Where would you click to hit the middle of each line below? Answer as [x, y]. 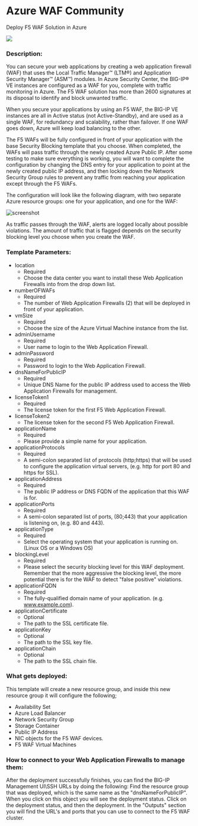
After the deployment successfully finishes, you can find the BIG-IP [88, 780]
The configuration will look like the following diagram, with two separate [94, 195]
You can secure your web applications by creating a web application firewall [99, 67]
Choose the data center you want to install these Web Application [103, 278]
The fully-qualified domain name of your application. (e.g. [94, 598]
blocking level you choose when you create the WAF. [71, 237]
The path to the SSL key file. [58, 642]
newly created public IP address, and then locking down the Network [90, 171]
